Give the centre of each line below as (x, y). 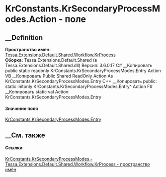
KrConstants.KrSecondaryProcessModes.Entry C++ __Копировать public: (81, 81)
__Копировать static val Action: (37, 92)
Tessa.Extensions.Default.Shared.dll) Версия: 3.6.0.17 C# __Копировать (79, 65)
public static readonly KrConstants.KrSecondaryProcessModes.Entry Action (83, 71)
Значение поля (22, 108)
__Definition (24, 38)
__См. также (25, 135)
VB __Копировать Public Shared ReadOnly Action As (59, 76)
